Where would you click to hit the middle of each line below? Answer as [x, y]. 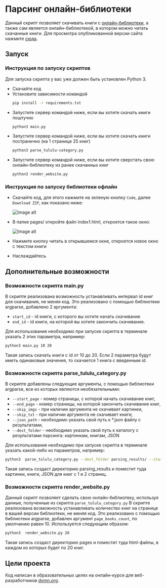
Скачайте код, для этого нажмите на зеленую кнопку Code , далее [81, 198]
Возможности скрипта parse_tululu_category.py [66, 373]
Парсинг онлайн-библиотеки [68, 9]
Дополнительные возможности [57, 271]
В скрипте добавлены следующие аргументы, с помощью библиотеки [80, 384]
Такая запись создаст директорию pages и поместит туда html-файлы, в [82, 543]
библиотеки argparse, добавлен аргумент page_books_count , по [71, 519]
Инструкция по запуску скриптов [48, 68]
